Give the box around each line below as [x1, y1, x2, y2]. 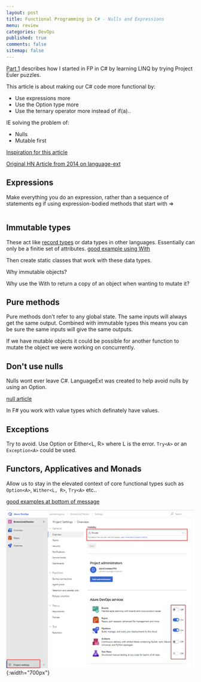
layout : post [6, 10, 39, 16]
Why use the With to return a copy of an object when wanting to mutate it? [6, 280, 190, 287]
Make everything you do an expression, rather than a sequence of [6, 193, 169, 201]
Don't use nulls [6, 361, 64, 372]
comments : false [6, 41, 47, 47]
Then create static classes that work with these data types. [6, 256, 152, 264]
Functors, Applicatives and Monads [6, 464, 142, 474]
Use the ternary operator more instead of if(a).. [14, 107, 131, 114]
